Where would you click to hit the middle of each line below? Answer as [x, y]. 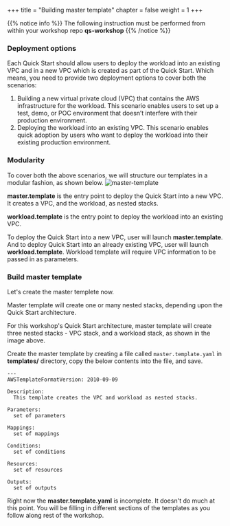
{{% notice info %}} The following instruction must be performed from [106, 23]
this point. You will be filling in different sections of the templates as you [109, 507]
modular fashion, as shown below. [55, 182]
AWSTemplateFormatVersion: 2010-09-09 [62, 380]
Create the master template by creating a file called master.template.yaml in [114, 353]
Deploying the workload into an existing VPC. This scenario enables [113, 128]
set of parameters [40, 415]
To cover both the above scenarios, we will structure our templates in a [107, 175]
